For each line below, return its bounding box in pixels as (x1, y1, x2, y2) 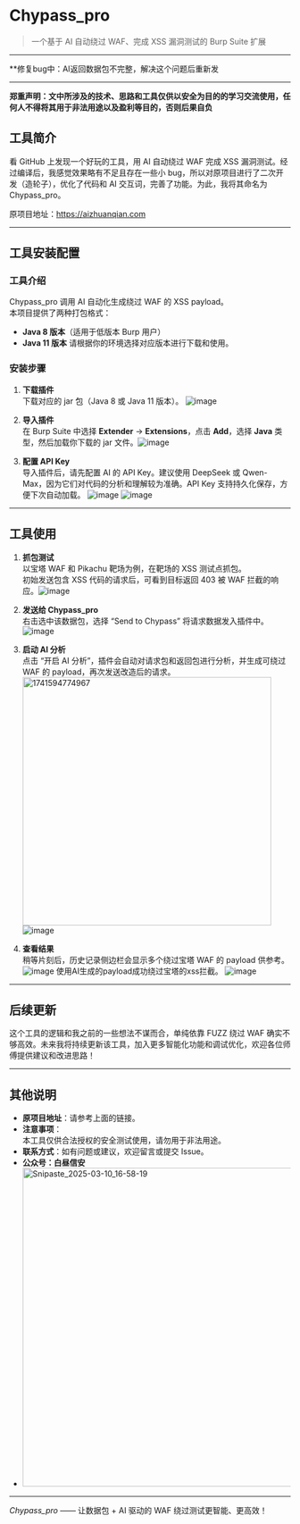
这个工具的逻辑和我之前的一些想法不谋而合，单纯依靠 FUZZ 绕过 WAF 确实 (9, 1028, 283, 1039)
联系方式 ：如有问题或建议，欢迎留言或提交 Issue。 (21, 1146, 209, 1157)
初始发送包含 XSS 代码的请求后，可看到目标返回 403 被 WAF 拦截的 (21, 574, 271, 585)
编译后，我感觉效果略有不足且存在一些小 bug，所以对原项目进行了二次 (16, 167, 277, 178)
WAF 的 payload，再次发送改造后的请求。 (21, 666, 176, 677)
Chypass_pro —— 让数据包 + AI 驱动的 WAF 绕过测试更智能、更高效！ (9, 1505, 268, 1516)
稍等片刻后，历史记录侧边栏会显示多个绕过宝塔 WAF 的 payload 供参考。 (21, 954, 290, 965)
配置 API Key (21, 456, 70, 466)
